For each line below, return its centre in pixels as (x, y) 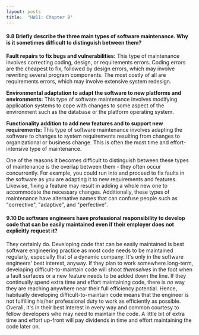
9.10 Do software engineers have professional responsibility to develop (96, 218)
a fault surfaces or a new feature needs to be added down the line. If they (96, 275)
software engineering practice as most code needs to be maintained (90, 250)
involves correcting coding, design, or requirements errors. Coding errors (96, 62)
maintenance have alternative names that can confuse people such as (92, 198)
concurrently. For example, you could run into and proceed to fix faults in (95, 173)
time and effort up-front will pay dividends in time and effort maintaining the (99, 320)
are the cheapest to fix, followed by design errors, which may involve (91, 69)
